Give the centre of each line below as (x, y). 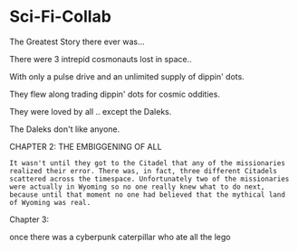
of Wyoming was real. (50, 202)
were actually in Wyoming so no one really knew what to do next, (137, 187)
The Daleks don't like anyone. (65, 129)
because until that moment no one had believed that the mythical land (147, 195)
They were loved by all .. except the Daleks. (91, 111)
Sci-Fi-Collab (60, 17)
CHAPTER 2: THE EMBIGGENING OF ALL (86, 146)
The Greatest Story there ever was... (77, 42)
